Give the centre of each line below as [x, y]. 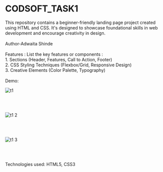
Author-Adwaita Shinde [29, 43]
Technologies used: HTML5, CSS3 [40, 164]
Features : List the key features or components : [54, 54]
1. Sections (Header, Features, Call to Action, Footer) [59, 59]
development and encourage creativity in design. [55, 33]
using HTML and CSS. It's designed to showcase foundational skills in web [81, 27]
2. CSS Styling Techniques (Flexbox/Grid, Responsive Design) [68, 65]
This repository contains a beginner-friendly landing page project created [80, 22]
